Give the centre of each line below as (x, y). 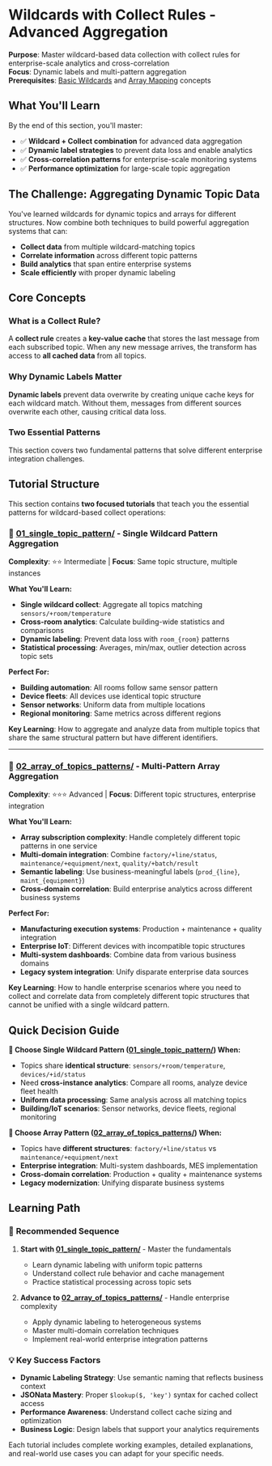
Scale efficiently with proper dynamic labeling (98, 272)
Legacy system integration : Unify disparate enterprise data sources (134, 972)
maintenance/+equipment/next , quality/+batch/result (109, 863)
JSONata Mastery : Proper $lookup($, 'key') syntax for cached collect (139, 1395)
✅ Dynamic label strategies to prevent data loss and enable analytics (136, 150)
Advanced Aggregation (88, 32)
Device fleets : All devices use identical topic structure (110, 696)
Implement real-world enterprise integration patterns (120, 1339)
